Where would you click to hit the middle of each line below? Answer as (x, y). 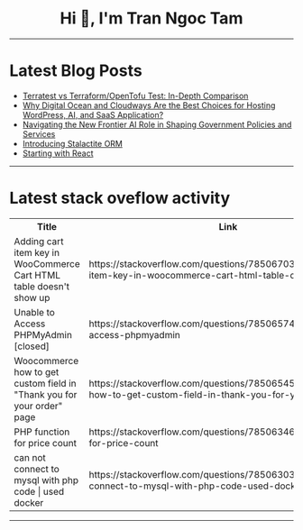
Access (30, 324)
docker (29, 502)
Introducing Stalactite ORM (73, 143)
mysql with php (46, 480)
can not (30, 457)
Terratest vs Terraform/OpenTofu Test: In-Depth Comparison (135, 96)
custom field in (45, 383)
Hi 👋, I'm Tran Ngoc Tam (151, 18)
